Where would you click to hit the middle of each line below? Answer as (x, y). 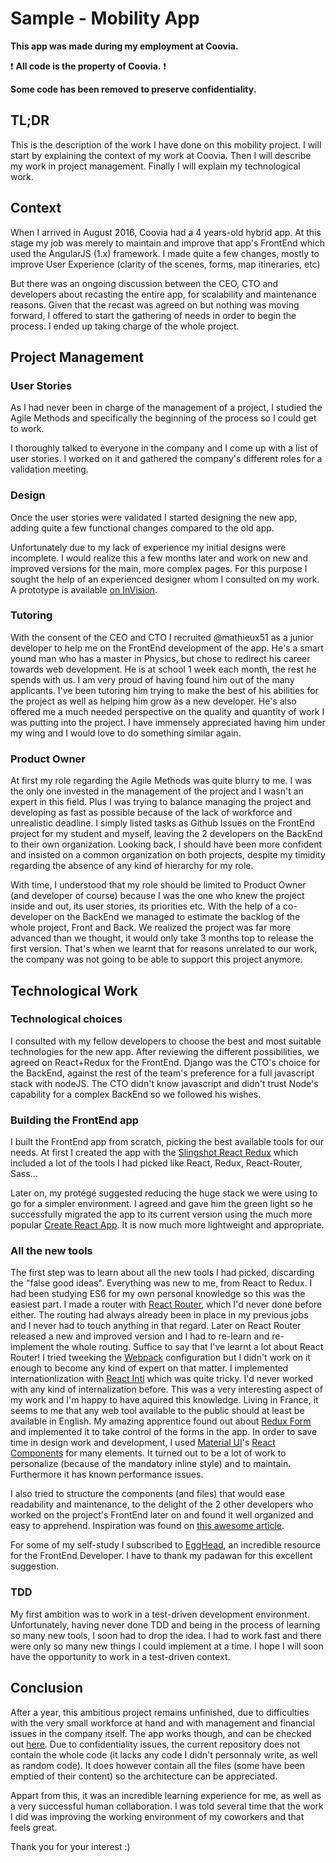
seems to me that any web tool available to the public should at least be (157, 1411)
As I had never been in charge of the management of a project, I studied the (166, 408)
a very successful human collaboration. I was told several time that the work (167, 1806)
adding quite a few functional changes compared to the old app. (142, 528)
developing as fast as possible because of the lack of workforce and (151, 813)
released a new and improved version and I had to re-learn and (140, 1336)
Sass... (24, 1174)
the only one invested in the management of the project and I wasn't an (157, 791)
